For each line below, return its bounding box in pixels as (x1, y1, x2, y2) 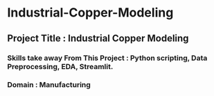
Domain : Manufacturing (7, 80, 91, 90)
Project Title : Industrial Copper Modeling (7, 32, 189, 44)
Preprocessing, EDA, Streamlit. (7, 61, 114, 71)
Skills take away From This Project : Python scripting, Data (7, 53, 208, 63)
